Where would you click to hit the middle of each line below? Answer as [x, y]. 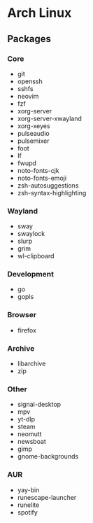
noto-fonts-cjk [38, 170]
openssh [30, 81]
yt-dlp [26, 419]
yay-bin [28, 490]
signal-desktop [39, 405]
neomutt [29, 434]
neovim [28, 96]
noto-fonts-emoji [42, 178]
